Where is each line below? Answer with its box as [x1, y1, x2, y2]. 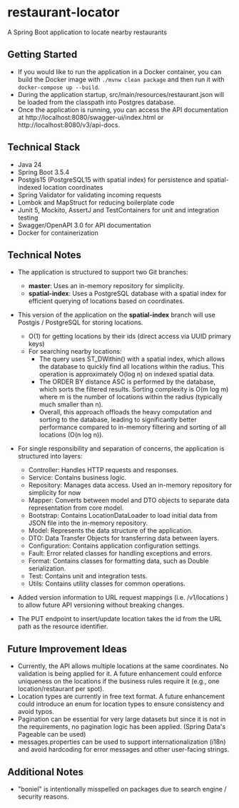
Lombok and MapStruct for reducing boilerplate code [17, 198, 175, 207]
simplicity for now [28, 489, 81, 497]
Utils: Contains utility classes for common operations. [28, 579, 185, 588]
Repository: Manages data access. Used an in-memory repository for [28, 481, 233, 489]
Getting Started [7, 48, 78, 61]
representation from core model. [28, 503, 124, 512]
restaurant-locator [7, 4, 120, 21]
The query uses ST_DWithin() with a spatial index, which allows [39, 354, 225, 364]
